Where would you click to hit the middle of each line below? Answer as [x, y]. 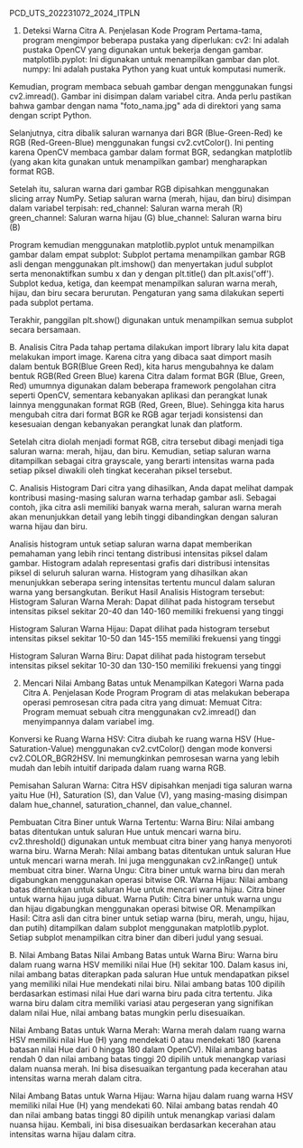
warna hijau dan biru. [49, 527]
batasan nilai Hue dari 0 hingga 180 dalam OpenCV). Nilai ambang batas [143, 1049]
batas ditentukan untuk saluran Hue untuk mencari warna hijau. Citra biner [147, 889]
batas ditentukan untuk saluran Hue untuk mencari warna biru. [125, 832]
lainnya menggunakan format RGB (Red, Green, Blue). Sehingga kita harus [147, 405]
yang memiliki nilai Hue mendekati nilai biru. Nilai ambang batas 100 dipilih [147, 984]
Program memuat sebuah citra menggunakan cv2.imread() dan [139, 712]
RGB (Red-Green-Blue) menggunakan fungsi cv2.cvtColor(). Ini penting [142, 142]
